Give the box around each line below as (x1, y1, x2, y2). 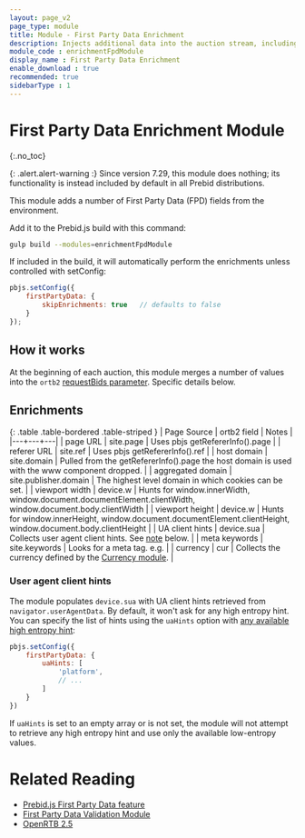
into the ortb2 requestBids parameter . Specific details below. (9, 376, 236, 387)
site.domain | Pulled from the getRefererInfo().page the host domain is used (9, 455, 292, 466)
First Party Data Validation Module (22, 808, 152, 819)
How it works (9, 343, 85, 358)
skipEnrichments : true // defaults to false (42, 301, 221, 310)
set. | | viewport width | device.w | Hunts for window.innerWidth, (9, 484, 251, 495)
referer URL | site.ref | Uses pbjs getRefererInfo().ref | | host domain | (9, 446, 268, 457)
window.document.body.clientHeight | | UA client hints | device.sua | (9, 524, 265, 534)
